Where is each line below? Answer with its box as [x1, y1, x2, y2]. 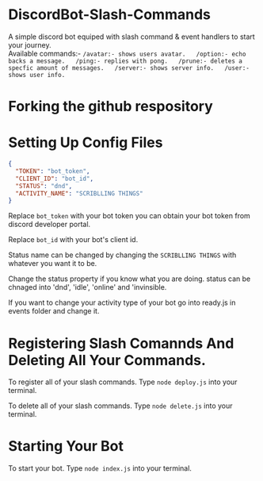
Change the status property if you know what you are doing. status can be [8, 274, 251, 283]
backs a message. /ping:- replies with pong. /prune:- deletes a [8, 57, 243, 65]
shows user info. [8, 71, 66, 79]
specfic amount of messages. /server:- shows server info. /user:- [8, 63, 250, 72]
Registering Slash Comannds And [8, 334, 234, 352]
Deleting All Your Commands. [8, 351, 206, 369]
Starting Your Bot [8, 437, 124, 456]
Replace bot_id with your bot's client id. [8, 235, 139, 244]
